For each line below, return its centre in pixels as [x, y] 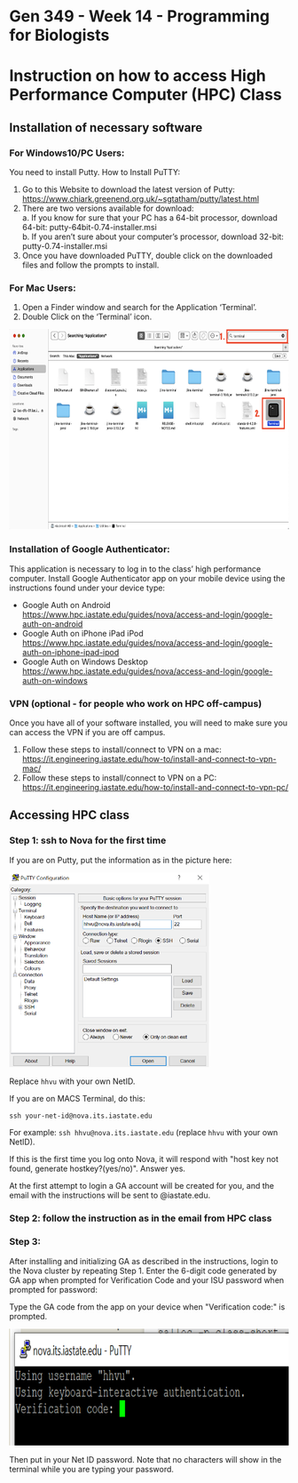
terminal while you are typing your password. [92, 1469]
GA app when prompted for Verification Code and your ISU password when [147, 1280]
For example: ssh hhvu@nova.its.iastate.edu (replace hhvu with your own [144, 1132]
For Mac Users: [43, 288]
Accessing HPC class [70, 815]
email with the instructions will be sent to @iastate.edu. [110, 1195]
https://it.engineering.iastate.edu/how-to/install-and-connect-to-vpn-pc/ [155, 787]
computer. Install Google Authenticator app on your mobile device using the [147, 578]
